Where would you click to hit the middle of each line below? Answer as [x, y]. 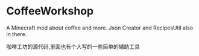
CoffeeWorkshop [50, 11]
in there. [17, 34]
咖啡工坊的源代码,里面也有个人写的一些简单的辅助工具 [73, 46]
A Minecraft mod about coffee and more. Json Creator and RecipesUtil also [100, 28]
